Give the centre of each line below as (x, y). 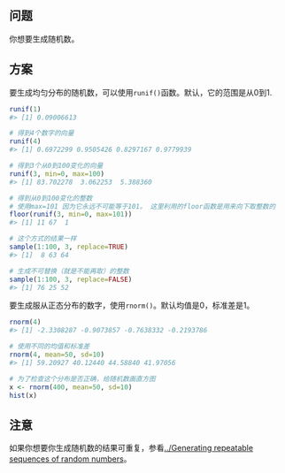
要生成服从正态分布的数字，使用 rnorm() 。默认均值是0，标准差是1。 (132, 305)
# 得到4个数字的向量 (42, 134)
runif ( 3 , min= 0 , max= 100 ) (57, 174)
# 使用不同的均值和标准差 (50, 347)
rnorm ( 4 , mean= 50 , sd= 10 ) (57, 355)
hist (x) (23, 395)
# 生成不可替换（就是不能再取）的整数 (69, 271)
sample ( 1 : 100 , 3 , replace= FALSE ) (71, 279)
